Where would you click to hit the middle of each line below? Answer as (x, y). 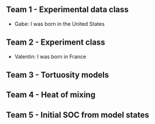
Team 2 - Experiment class (56, 43)
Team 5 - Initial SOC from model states (77, 115)
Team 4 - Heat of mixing (51, 95)
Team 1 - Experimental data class (67, 10)
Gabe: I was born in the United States (60, 24)
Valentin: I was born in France (50, 56)
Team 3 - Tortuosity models (58, 75)
